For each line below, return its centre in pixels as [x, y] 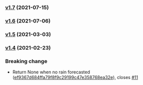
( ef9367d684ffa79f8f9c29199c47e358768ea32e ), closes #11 [75, 77]
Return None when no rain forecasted [51, 72]
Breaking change [26, 61]
